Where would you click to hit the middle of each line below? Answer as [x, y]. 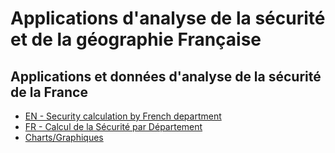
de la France [49, 92]
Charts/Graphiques [64, 137]
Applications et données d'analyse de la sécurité [166, 76]
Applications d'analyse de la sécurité [168, 18]
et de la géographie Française [136, 39]
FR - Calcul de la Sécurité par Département [113, 126]
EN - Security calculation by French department [123, 116]
